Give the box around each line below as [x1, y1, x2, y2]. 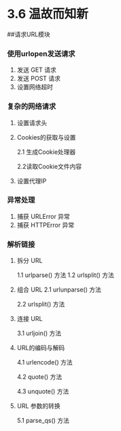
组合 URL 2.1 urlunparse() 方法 [16, 285, 102, 294]
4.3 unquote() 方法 [16, 387, 69, 395]
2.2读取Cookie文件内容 [16, 162, 82, 170]
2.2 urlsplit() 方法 [16, 300, 65, 309]
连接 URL [16, 315, 43, 323]
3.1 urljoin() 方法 [16, 329, 62, 337]
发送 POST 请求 [16, 75, 61, 83]
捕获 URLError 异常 [16, 212, 70, 220]
